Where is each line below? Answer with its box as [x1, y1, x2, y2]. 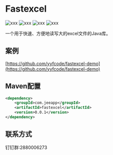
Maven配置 [5, 82, 41, 90]
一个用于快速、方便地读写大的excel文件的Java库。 [5, 30, 111, 36]
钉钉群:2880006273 [5, 144, 47, 150]
